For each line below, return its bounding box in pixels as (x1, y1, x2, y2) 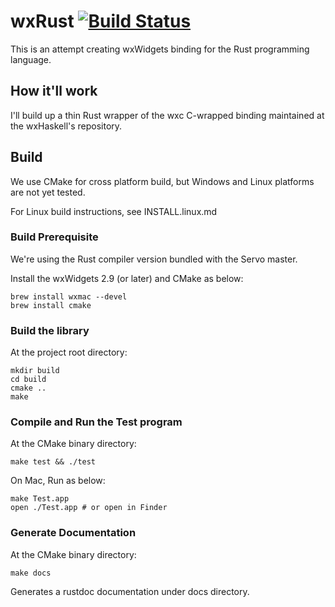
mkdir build (10, 366, 60, 376)
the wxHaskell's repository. (10, 120, 123, 132)
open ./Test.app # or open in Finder (10, 503, 168, 513)
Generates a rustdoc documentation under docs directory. (10, 585, 250, 597)
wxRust (10, 10, 75, 33)
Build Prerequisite (10, 230, 99, 244)
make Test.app (10, 494, 70, 504)
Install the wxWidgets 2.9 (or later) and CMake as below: (10, 272, 244, 284)
